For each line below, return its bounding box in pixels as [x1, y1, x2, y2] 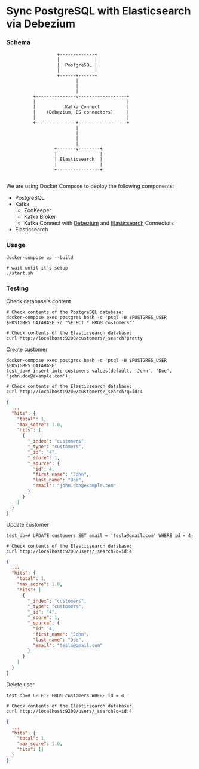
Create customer [6, 346, 48, 353]
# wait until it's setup [6, 265, 68, 271]
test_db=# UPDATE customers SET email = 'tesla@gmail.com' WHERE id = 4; [6, 533, 194, 539]
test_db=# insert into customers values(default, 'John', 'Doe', [6, 368, 172, 374]
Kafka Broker [23, 213, 56, 221]
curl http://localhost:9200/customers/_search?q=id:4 [6, 389, 143, 395]
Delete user [6, 680, 35, 688]
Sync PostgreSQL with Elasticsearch [6, 4, 191, 18]
